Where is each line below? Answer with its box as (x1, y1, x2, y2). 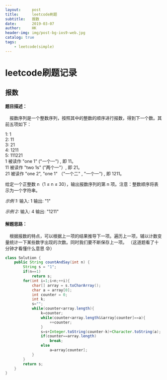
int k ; (31, 297, 46, 302)
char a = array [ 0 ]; (31, 288, 72, 293)
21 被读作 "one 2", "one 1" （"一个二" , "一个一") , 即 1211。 (5, 171, 125, 177)
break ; (49, 338, 64, 343)
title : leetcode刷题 (5, 12, 57, 17)
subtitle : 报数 (5, 16, 40, 21)
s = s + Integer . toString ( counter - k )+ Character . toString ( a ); (40, 329, 162, 334)
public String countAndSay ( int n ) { (14, 260, 90, 265)
